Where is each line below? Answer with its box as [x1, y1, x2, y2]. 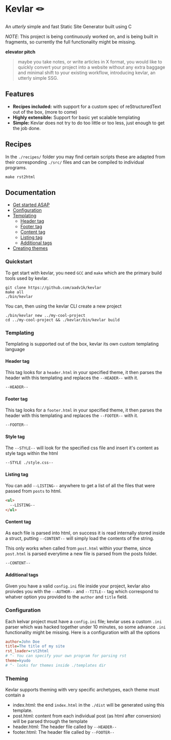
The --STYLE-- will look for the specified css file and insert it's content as [5, 445, 159, 451]
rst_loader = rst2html [5, 648, 50, 654]
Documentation [5, 188, 56, 197]
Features [5, 90, 34, 99]
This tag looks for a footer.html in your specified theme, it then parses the [5, 407, 162, 413]
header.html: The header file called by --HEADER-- [12, 724, 117, 730]
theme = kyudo [5, 658, 31, 663]
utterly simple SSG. [17, 75, 59, 81]
